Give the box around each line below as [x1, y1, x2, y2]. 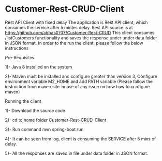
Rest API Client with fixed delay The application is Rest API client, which [5, 19, 148, 25]
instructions [5, 45, 29, 51]
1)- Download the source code [5, 108, 65, 113]
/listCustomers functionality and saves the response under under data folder [5, 35, 157, 41]
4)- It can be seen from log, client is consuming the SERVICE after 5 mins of [5, 136, 156, 142]
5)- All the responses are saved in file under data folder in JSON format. [5, 150, 148, 156]
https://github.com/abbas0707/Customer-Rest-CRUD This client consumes [5, 30, 155, 35]
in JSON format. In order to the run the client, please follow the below [5, 40, 144, 46]
